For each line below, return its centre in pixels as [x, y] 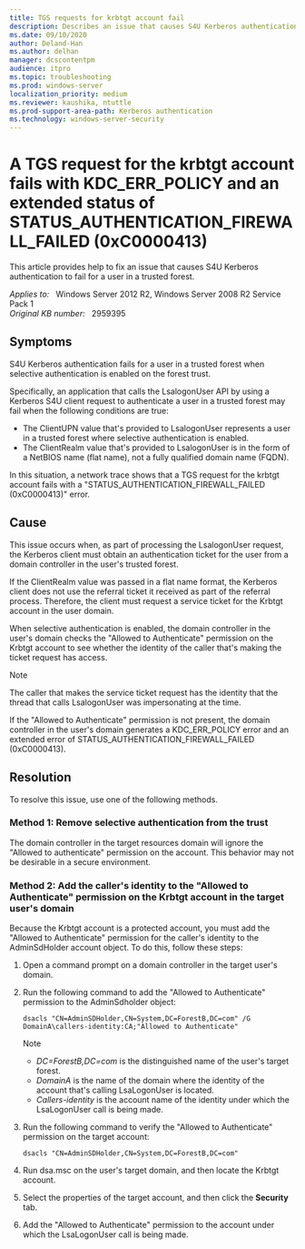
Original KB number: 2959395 [68, 314]
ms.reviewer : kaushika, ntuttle [70, 102]
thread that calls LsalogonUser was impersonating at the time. [126, 702]
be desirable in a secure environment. [80, 861]
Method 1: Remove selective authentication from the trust [139, 822]
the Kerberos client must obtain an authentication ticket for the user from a [149, 554]
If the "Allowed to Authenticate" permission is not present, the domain [140, 720]
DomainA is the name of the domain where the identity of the [150, 1081]
